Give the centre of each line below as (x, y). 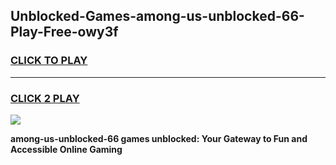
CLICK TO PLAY (49, 61)
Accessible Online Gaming (66, 149)
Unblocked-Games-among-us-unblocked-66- (157, 16)
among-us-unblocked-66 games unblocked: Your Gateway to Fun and (159, 138)
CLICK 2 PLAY (45, 98)
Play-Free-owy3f (64, 32)
